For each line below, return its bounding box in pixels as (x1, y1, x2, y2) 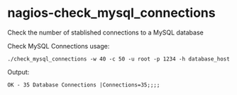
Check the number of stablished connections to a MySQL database (7, 28, 204, 37)
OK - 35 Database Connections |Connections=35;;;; (7, 81, 160, 89)
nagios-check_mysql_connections (7, 5, 216, 21)
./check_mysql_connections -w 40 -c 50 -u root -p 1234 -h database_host (7, 55, 231, 63)
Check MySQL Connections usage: (7, 42, 110, 50)
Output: (7, 68, 30, 76)
